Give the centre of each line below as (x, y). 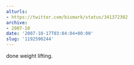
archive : (17, 22)
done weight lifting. (30, 56)
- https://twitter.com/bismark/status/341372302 (67, 17)
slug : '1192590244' (30, 39)
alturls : (17, 12)
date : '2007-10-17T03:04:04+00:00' (50, 34)
